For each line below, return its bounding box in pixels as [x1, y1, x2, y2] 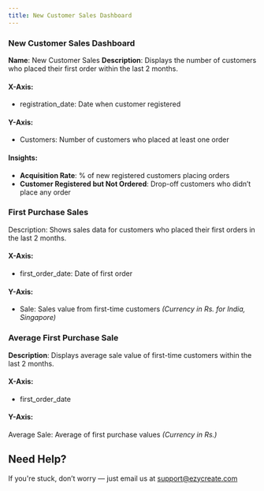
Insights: [8, 153, 38, 162]
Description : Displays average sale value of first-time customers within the [8, 350, 252, 359]
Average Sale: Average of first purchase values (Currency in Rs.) [8, 430, 218, 439]
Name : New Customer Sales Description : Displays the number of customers [8, 55, 257, 65]
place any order [19, 187, 71, 197]
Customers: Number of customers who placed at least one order [19, 135, 230, 144]
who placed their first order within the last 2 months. [8, 64, 179, 73]
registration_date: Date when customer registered [19, 99, 181, 109]
